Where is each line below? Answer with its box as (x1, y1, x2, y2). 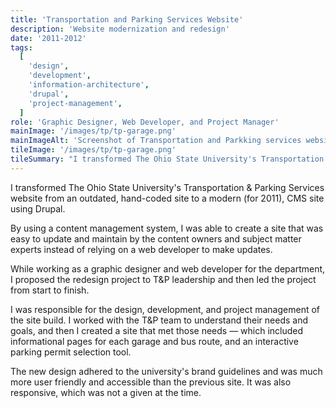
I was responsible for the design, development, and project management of (10, 303, 321, 315)
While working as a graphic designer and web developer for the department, (10, 262, 326, 275)
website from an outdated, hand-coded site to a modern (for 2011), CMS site (10, 192, 325, 204)
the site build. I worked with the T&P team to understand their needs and (10, 314, 308, 326)
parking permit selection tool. (10, 346, 132, 358)
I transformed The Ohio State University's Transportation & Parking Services (10, 181, 325, 193)
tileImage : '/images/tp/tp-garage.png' (10, 145, 177, 155)
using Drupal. (10, 202, 66, 215)
